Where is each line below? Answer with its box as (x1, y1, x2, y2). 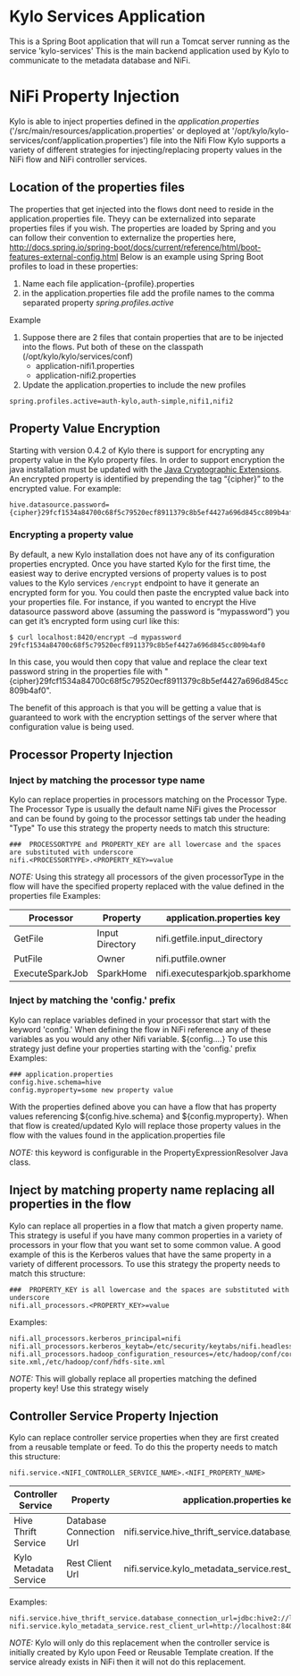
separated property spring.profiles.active (21, 297, 174, 308)
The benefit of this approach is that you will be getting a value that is (9, 702, 262, 713)
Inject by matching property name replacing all (9, 1183, 275, 1198)
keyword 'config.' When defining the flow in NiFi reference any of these (9, 1023, 272, 1035)
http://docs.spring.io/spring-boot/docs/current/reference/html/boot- (9, 242, 262, 252)
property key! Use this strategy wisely (9, 1382, 149, 1393)
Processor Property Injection (9, 748, 174, 763)
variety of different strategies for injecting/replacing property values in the (9, 144, 283, 155)
